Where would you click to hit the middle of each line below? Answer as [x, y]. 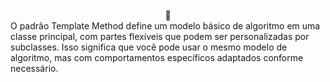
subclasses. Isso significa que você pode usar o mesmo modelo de [149, 47]
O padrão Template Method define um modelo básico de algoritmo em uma [165, 26]
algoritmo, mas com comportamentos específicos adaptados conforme [157, 57]
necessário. [34, 68]
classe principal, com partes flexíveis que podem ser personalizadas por [160, 36]
